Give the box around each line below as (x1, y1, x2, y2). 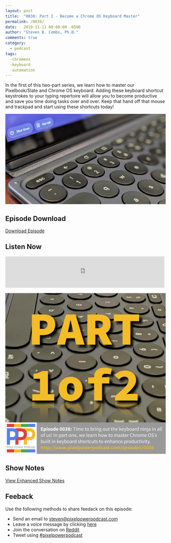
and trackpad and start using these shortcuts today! (5, 104, 115, 110)
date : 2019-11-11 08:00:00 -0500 (5, 24, 81, 30)
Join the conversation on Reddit (12, 526, 80, 533)
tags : (5, 51, 17, 56)
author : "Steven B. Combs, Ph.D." (5, 30, 79, 35)
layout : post (5, 8, 33, 13)
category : (5, 41, 26, 46)
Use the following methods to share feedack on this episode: (5, 506, 133, 512)
